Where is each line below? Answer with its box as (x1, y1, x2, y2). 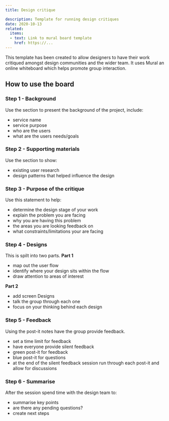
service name (12, 117, 42, 123)
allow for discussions (12, 365, 57, 371)
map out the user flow (12, 262, 59, 269)
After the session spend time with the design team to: (5, 389, 117, 396)
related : (5, 26, 24, 31)
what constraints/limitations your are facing (12, 228, 104, 234)
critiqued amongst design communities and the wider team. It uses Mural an (5, 60, 164, 66)
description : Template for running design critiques (5, 16, 119, 22)
